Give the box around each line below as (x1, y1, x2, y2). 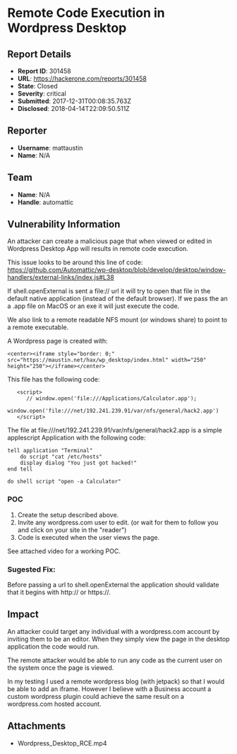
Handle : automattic (17, 198, 74, 206)
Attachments (7, 720, 66, 732)
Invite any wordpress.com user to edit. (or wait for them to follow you (17, 518, 219, 526)
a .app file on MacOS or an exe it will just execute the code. (7, 302, 180, 310)
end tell (7, 466, 33, 473)
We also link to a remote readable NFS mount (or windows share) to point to (7, 316, 228, 324)
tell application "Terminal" (7, 447, 93, 454)
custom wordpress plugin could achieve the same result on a (7, 692, 185, 700)
